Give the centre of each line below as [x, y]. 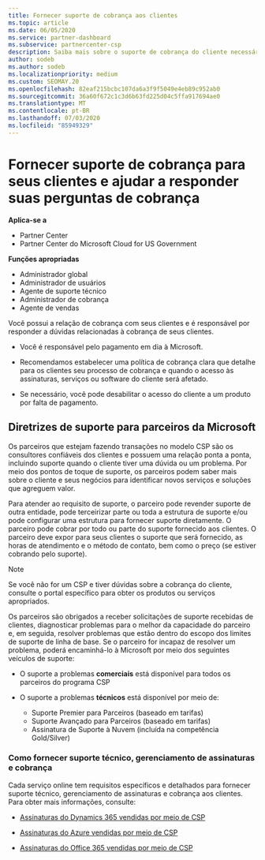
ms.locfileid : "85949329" [50, 125]
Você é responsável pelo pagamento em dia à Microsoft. [111, 346]
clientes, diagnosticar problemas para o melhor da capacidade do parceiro [129, 625]
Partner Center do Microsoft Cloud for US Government [108, 243]
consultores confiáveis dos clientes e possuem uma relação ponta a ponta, [130, 454]
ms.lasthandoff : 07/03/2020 [54, 118]
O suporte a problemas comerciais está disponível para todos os [125, 673]
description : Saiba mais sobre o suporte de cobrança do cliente [118, 52]
